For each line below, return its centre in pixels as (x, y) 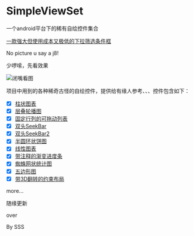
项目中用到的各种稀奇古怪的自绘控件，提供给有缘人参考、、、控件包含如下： (98, 90)
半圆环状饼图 (31, 141)
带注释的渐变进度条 (39, 156)
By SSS (15, 226)
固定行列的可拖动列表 (41, 119)
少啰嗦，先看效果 (27, 65)
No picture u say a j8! (32, 53)
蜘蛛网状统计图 (33, 164)
